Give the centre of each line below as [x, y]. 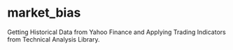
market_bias [44, 13]
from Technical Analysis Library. [54, 39]
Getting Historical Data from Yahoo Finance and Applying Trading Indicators [116, 32]
